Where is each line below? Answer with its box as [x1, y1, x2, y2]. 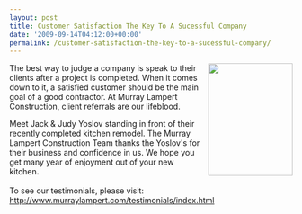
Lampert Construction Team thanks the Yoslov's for [9, 138, 200, 148]
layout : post [9, 13, 58, 22]
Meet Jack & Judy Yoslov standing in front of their [9, 119, 195, 129]
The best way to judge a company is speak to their [9, 63, 197, 74]
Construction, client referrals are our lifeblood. [9, 101, 182, 112]
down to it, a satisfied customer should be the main [9, 82, 200, 93]
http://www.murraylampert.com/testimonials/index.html [9, 195, 215, 206]
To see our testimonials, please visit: [9, 185, 144, 196]
